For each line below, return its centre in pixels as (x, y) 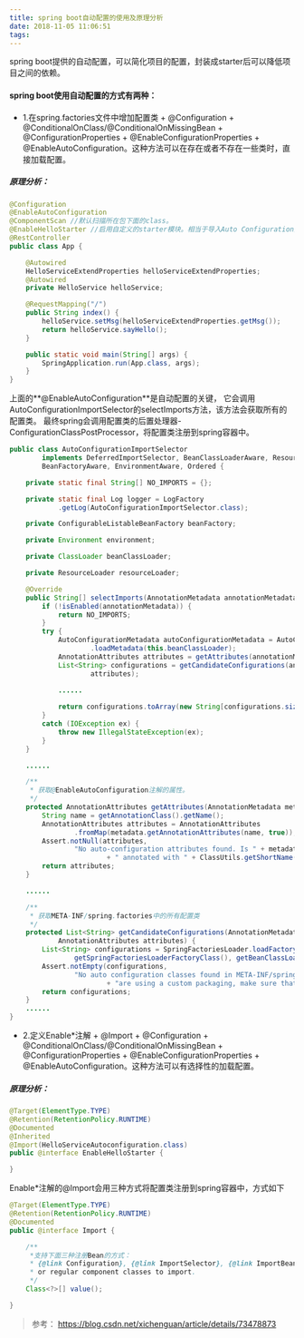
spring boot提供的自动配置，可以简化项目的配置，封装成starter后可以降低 (146, 62)
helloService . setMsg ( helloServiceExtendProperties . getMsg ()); (161, 322)
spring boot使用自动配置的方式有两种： (83, 95)
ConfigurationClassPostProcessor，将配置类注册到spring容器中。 (132, 433)
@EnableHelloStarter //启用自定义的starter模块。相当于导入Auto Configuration (152, 230)
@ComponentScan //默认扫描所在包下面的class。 (91, 221)
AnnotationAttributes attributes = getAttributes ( (155, 657)
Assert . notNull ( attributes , (95, 841)
